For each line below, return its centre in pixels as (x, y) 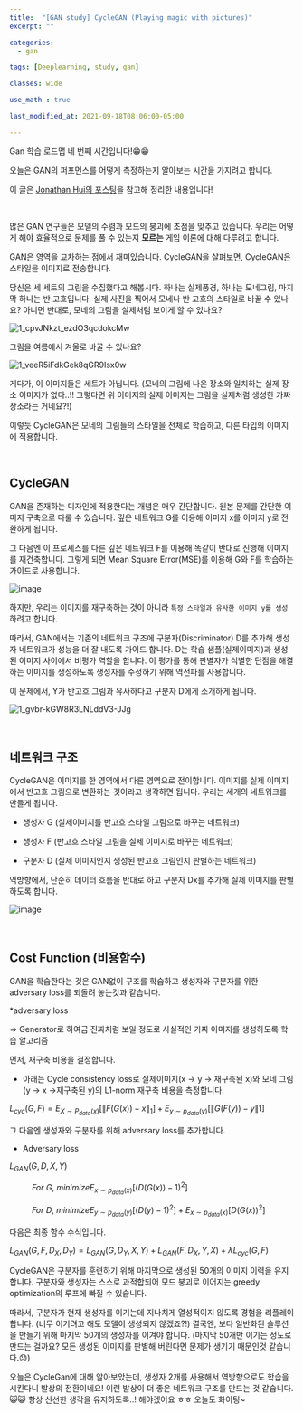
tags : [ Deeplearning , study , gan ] (75, 67)
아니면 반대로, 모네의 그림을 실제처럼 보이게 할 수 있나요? (122, 309)
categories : (32, 43)
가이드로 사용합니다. (44, 570)
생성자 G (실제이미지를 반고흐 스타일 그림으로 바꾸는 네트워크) (131, 822)
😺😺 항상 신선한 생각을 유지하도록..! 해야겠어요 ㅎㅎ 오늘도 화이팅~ (128, 1399)
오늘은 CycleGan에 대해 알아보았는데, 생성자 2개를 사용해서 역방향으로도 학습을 (149, 1377)
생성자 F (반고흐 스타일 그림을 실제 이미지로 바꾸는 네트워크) (128, 841)
